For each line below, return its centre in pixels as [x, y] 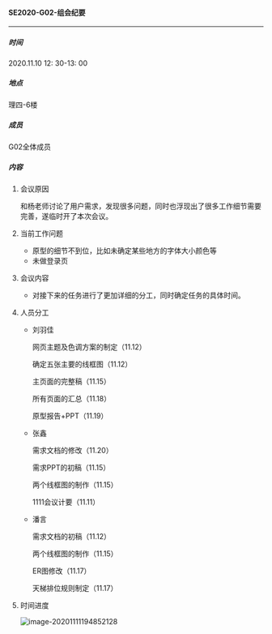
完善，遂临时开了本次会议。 [66, 216]
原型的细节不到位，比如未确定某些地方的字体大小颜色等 [124, 251]
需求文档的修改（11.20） [72, 451]
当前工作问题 [41, 233]
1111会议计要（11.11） [66, 502]
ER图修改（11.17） [62, 571]
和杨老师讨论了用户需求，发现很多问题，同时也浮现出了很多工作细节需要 [140, 206]
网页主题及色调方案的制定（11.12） [89, 347]
